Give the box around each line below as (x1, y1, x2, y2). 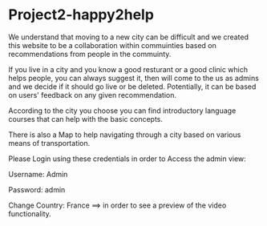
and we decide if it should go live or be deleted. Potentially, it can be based (8, 82, 257, 91)
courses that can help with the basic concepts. (8, 114, 163, 123)
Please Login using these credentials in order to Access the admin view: (8, 154, 246, 163)
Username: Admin (8, 169, 68, 179)
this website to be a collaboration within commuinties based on (8, 40, 216, 50)
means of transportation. (8, 138, 91, 147)
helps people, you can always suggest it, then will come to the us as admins (8, 73, 259, 83)
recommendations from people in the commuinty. (8, 49, 172, 59)
